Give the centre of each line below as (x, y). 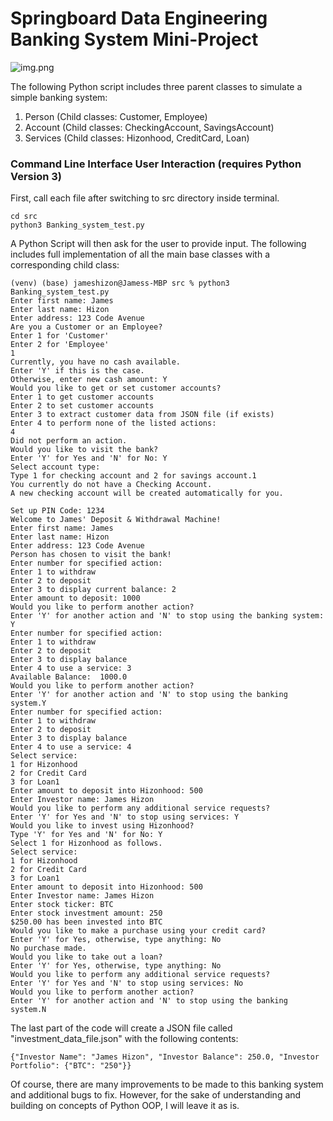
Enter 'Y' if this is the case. (77, 371)
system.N (28, 1010)
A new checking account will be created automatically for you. (147, 493)
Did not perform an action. (69, 441)
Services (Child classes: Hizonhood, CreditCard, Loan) (137, 138)
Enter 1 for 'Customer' (60, 336)
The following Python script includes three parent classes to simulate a (156, 86)
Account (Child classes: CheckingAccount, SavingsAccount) (149, 127)
